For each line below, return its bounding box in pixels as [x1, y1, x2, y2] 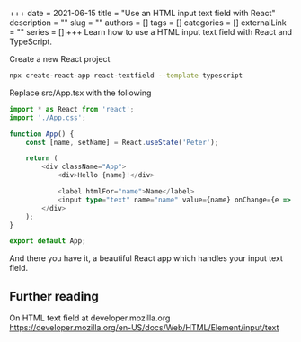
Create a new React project [9, 54, 111, 64]
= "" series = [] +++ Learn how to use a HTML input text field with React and [9, 27, 293, 37]
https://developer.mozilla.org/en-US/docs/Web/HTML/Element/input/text [9, 322, 279, 333]
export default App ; [9, 237, 87, 246]
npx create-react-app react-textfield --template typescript [9, 71, 243, 80]
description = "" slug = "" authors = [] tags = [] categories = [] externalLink [9, 17, 287, 28]
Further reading [9, 288, 99, 304]
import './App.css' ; [9, 112, 87, 122]
